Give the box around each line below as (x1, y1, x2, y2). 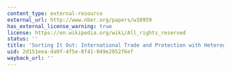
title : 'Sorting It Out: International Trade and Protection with (7, 42, 201, 49)
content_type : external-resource (7, 10, 103, 17)
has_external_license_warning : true (7, 23, 112, 29)
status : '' (7, 36, 38, 43)
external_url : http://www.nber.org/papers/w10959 (7, 16, 153, 23)
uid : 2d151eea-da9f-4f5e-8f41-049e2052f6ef (7, 49, 134, 56)
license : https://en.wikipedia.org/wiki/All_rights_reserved (7, 29, 186, 36)
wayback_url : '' (7, 55, 54, 62)
